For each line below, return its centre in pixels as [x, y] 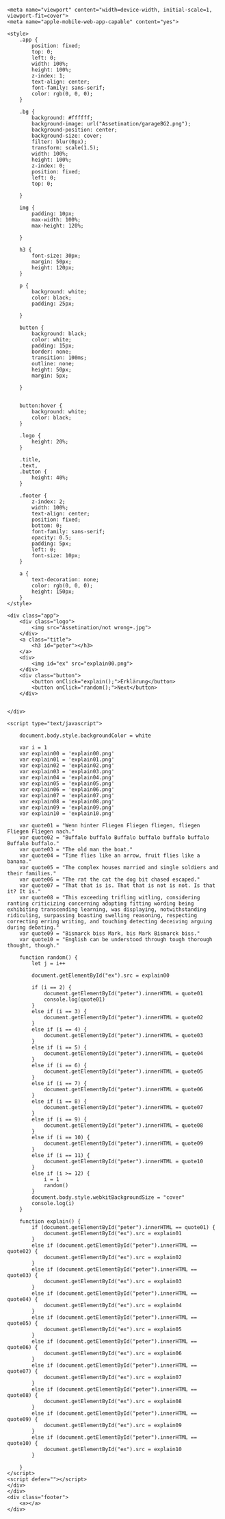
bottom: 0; [47, 526]
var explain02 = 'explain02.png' [67, 766]
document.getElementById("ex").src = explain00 [101, 975]
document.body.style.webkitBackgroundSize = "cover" [108, 1198]
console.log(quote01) [75, 999]
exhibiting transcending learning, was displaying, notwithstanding [107, 910]
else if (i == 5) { [59, 1047]
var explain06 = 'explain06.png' [67, 790]
